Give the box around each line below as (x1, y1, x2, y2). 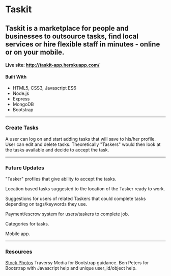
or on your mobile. (5, 47, 65, 57)
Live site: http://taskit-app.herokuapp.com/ (5, 62, 100, 68)
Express (12, 96, 30, 102)
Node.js (12, 90, 30, 96)
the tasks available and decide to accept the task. (5, 146, 109, 153)
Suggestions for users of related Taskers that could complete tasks (5, 195, 146, 202)
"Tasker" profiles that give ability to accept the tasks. (5, 175, 117, 182)
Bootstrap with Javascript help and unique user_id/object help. (5, 265, 137, 271)
